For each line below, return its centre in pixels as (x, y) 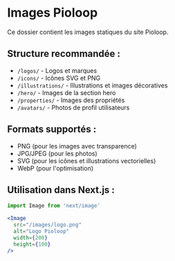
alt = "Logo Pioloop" (42, 231)
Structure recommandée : (64, 54)
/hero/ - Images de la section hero (66, 92)
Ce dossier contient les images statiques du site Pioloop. (88, 32)
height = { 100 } (32, 244)
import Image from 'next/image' (54, 206)
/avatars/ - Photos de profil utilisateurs (73, 107)
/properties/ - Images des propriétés (71, 100)
